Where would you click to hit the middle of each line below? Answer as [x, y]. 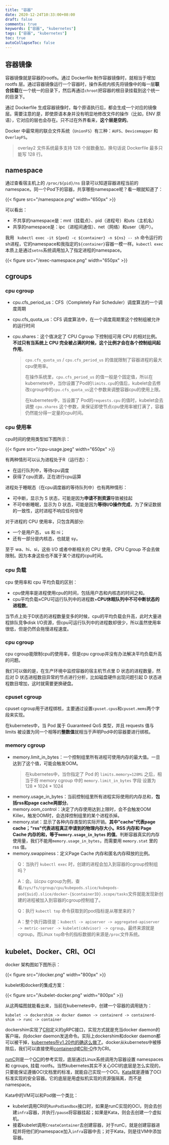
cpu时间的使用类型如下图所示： [38, 439]
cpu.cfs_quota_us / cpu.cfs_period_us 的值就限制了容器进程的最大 [94, 360]
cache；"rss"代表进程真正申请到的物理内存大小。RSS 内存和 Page [82, 828]
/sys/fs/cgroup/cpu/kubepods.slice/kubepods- [70, 888]
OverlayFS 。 [18, 137]
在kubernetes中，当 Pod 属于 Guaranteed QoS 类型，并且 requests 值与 [80, 726]
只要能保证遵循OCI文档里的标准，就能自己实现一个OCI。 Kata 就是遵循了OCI [83, 1072]
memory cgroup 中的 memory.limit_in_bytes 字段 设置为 [98, 780]
